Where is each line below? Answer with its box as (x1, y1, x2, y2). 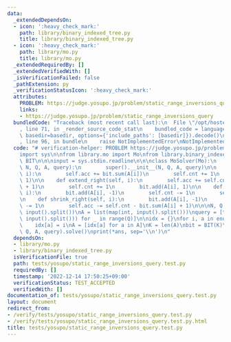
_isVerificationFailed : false (13, 74, 100, 81)
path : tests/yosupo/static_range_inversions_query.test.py (13, 260, 186, 267)
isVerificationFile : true (13, 254, 88, 261)
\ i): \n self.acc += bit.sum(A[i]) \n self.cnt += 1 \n (19, 170, 220, 177)
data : (7, 10, 23, 17)
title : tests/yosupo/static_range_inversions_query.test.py (7, 324, 184, 331)
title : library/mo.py (19, 55, 81, 62)
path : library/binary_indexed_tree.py (19, 29, 131, 37)
